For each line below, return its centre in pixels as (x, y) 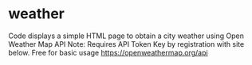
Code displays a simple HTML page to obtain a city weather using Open (126, 36)
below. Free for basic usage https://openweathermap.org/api (108, 52)
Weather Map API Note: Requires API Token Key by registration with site (126, 44)
